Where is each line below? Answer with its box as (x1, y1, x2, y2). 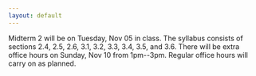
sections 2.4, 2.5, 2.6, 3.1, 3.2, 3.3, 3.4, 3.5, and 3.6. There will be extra (8, 41, 240, 51)
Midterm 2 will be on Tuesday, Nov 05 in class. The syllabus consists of (8, 33, 243, 43)
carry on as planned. (8, 59, 77, 68)
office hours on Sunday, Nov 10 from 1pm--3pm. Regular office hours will (8, 50, 249, 59)
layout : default (8, 11, 62, 20)
